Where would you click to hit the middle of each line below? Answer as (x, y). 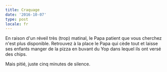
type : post (17, 19)
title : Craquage (22, 10)
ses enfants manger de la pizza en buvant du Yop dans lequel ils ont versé (83, 49)
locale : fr (17, 24)
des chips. (16, 54)
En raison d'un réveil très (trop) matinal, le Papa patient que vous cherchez (83, 38)
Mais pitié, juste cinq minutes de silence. (48, 64)
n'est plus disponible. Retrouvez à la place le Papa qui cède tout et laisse (82, 44)
